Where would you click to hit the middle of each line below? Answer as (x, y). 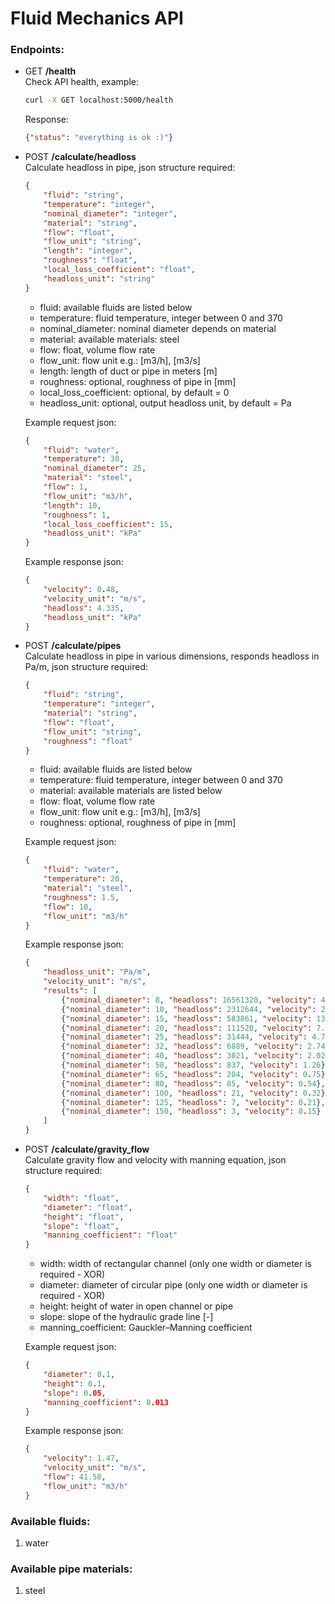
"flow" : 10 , (68, 907)
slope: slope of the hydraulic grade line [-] (126, 1317)
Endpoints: (37, 50)
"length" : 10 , (72, 505)
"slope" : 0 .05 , (75, 1393)
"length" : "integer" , (88, 251)
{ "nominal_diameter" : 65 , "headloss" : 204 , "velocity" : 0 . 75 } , (195, 1074)
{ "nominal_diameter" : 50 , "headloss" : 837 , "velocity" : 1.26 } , (195, 1065)
